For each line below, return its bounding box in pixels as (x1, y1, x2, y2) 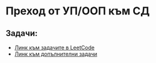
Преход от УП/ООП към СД (5, 4, 150, 18)
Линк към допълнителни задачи (14, 50, 98, 58)
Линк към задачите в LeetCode (14, 44, 95, 51)
